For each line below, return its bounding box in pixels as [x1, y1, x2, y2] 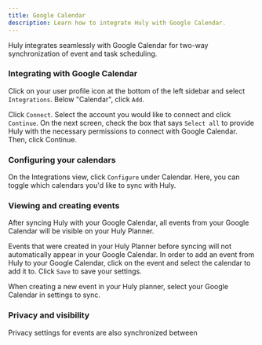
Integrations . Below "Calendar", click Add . [8, 94, 145, 104]
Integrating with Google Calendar [8, 68, 138, 79]
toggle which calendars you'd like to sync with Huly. [8, 181, 176, 190]
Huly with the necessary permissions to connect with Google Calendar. [8, 127, 238, 136]
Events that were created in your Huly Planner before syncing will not [8, 241, 231, 251]
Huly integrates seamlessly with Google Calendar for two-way [8, 40, 209, 50]
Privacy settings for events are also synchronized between [8, 328, 198, 337]
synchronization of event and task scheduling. [8, 49, 158, 58]
